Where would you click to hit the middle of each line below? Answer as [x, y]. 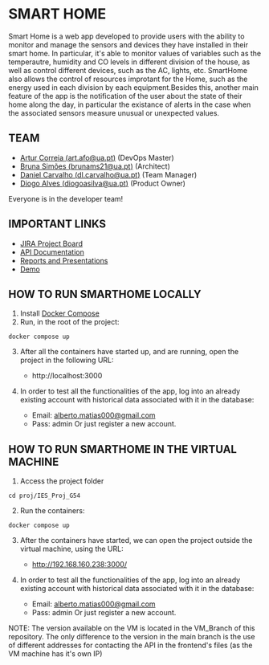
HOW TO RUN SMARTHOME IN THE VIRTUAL [122, 449]
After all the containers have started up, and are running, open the [129, 352]
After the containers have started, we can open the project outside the [136, 541]
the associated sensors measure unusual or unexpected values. [114, 112]
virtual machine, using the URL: [71, 549]
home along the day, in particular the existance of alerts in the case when [130, 104]
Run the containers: [52, 511]
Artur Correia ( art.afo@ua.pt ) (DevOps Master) [97, 157]
